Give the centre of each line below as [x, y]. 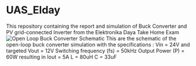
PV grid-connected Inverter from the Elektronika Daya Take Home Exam [93, 32]
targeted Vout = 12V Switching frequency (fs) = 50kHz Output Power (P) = [95, 50]
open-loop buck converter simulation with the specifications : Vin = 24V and [98, 45]
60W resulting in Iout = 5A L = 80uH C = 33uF [61, 57]
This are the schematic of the [141, 38]
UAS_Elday [33, 10]
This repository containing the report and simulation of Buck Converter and [97, 26]
